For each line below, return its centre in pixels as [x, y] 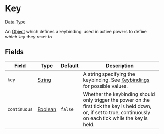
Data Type [15, 22]
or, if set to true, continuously [117, 112]
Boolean [47, 109]
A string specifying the [109, 74]
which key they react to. [29, 37]
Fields [15, 52]
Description [120, 65]
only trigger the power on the [117, 100]
